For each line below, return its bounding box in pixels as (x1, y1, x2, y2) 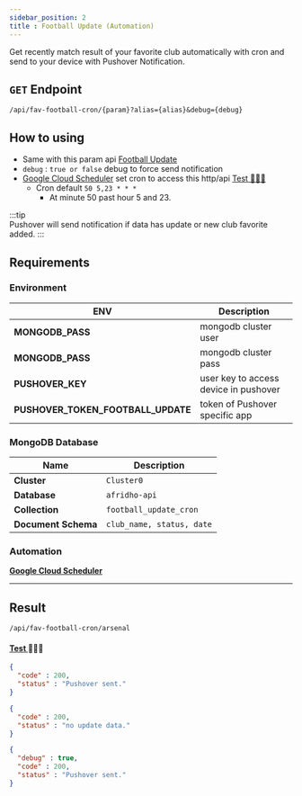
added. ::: (9, 228, 45, 239)
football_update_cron (106, 505, 199, 515)
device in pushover (200, 383, 280, 396)
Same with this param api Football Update (22, 154, 178, 165)
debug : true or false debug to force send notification (22, 164, 223, 174)
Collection (13, 504, 59, 516)
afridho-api (106, 490, 157, 500)
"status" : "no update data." (17, 720, 130, 729)
